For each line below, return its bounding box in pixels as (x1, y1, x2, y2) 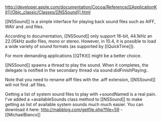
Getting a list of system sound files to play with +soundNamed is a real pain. (5, 91, 157, 97)
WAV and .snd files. (5, 24, 44, 30)
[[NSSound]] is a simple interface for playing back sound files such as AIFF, (5, 19, 156, 24)
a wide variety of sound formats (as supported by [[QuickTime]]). (5, 44, 135, 49)
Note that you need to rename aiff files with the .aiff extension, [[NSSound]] (5, 77, 156, 82)
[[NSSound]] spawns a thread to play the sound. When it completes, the (5, 62, 148, 68)
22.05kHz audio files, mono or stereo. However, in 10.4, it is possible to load (5, 38, 156, 44)
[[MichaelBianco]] (5, 112, 41, 118)
